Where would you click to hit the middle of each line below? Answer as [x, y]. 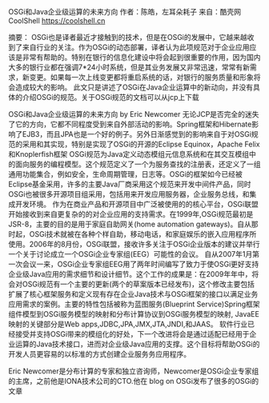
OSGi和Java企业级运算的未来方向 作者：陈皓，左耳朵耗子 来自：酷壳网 [125, 12]
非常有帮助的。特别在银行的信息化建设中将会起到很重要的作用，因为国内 [141, 57]
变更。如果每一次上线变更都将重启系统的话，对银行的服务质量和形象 [141, 77]
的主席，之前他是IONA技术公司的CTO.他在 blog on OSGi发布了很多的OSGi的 [134, 381]
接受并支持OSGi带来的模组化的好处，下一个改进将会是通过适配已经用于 [132, 334]
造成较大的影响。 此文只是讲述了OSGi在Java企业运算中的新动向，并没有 [134, 87]
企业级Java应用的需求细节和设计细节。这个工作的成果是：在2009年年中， [130, 274]
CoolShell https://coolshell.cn [57, 21]
